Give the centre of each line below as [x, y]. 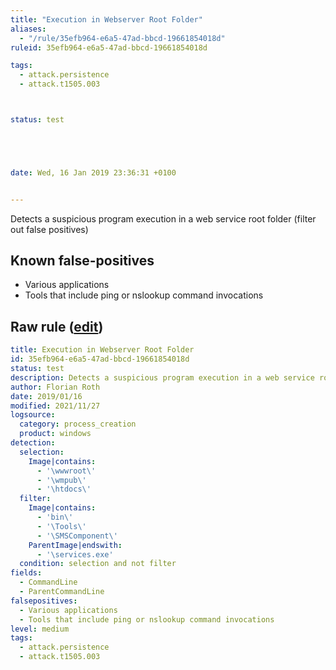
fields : [26, 573]
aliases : [28, 29]
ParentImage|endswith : [75, 545]
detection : [33, 443]
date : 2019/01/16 [46, 396]
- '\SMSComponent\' [77, 536]
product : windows [55, 434]
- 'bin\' [55, 517]
